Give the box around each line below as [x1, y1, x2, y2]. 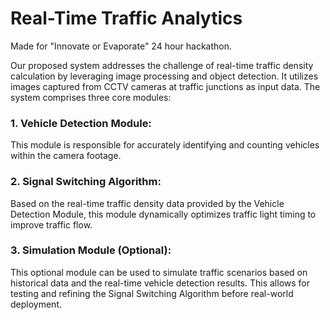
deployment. [10, 298, 62, 310]
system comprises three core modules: [10, 91, 172, 103]
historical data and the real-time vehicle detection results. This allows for [10, 277, 310, 289]
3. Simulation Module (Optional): [10, 243, 172, 257]
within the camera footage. [10, 150, 122, 162]
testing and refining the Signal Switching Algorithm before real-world [10, 287, 294, 299]
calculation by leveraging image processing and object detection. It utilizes [10, 70, 319, 82]
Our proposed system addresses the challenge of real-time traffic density [10, 59, 314, 71]
